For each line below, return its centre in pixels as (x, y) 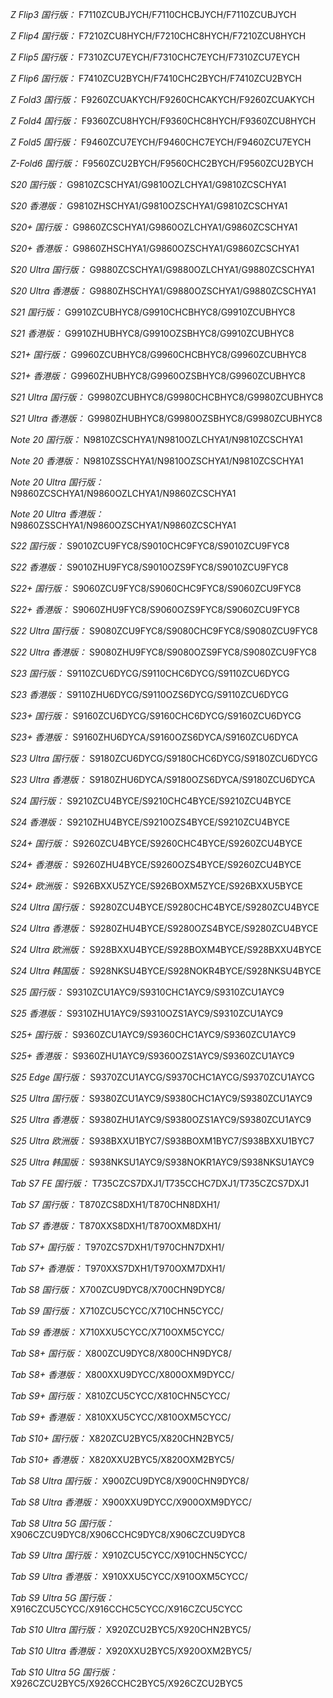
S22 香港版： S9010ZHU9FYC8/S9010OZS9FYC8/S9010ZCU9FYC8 (149, 567)
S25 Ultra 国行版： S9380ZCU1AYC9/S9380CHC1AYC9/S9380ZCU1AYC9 (161, 1098)
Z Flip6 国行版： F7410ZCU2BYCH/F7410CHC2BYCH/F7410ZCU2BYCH (156, 78)
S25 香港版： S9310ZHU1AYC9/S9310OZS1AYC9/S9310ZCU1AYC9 (147, 1013)
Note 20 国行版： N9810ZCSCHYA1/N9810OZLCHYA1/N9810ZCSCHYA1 (157, 439)
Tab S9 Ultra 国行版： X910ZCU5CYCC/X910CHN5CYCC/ (129, 1555)
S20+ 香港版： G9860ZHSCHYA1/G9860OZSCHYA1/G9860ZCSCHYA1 (155, 248)
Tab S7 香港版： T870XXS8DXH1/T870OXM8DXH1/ (116, 1226)
